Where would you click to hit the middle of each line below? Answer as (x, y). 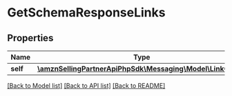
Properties (30, 38)
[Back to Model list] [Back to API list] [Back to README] (86, 86)
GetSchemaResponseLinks (86, 13)
